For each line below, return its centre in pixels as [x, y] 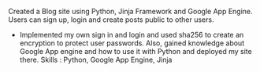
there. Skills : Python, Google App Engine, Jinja [96, 59]
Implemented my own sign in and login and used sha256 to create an [132, 35]
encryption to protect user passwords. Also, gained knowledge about [132, 43]
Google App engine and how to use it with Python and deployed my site [136, 51]
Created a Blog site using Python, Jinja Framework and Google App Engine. [131, 11]
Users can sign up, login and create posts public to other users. [111, 20]
